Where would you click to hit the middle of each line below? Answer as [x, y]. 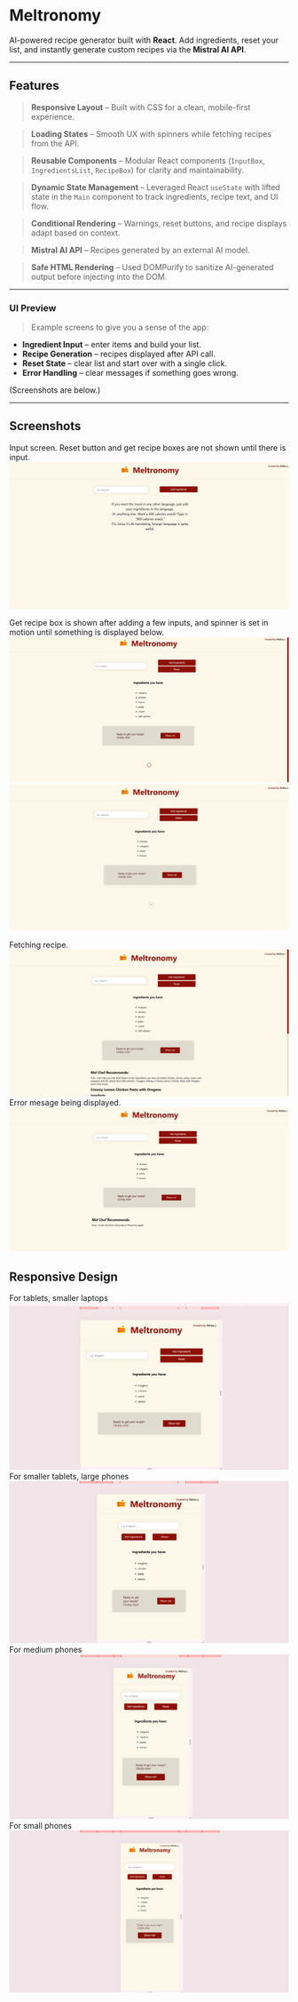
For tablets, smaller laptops [59, 1298]
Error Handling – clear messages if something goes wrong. [130, 373]
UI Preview [33, 307]
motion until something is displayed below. [87, 633]
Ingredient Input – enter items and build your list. [112, 345]
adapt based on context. [75, 233]
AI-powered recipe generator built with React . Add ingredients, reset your [144, 40]
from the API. [55, 143]
